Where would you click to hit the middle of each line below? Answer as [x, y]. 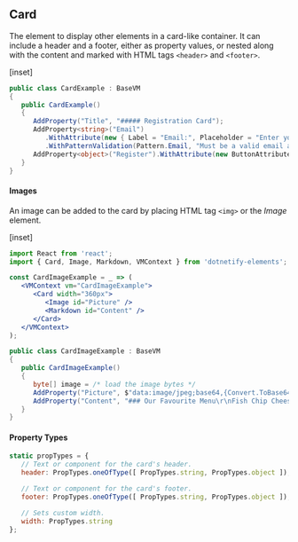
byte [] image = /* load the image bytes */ [114, 384]
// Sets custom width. [63, 513]
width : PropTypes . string [67, 521]
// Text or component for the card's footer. [106, 489]
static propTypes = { [49, 456]
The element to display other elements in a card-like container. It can [135, 35]
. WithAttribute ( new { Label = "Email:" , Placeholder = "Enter [162, 138]
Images [23, 191]
